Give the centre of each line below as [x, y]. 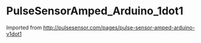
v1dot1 [14, 33]
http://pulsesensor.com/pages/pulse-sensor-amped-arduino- [119, 27]
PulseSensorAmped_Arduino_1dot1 [95, 11]
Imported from [24, 27]
